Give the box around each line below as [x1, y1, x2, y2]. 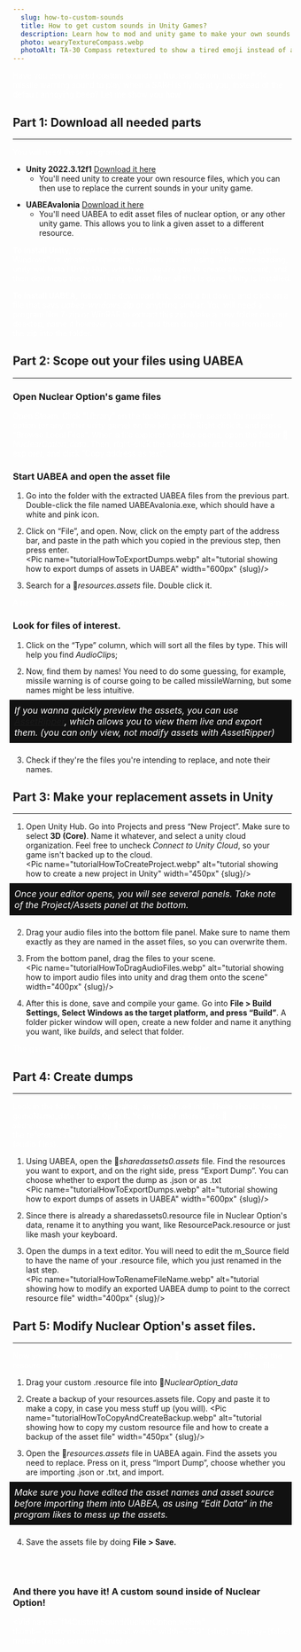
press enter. [25, 544, 70, 555]
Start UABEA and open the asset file [12, 470, 171, 482]
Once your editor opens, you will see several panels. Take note [13, 888, 276, 900]
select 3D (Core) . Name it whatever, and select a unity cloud [25, 831, 247, 842]
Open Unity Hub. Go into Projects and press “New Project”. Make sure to [25, 821, 290, 832]
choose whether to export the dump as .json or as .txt [25, 1175, 222, 1186]
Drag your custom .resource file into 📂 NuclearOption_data [25, 1377, 238, 1388]
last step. [25, 1264, 59, 1275]
